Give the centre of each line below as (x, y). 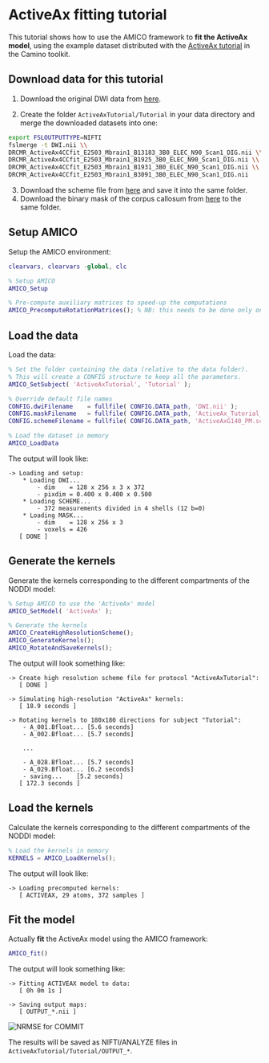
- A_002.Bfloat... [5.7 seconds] (78, 734)
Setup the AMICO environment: (60, 251)
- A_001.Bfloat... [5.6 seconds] (78, 727)
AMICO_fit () (28, 954)
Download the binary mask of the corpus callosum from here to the (130, 199)
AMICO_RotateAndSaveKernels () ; (60, 648)
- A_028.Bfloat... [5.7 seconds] (78, 762)
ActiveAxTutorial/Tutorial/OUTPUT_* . (70, 1051)
